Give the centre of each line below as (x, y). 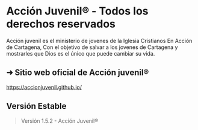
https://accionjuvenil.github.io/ (44, 87)
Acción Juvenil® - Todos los (77, 11)
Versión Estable (36, 106)
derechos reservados (61, 24)
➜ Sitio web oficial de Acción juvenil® (78, 73)
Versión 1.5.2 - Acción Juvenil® (59, 121)
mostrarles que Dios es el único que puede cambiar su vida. (81, 53)
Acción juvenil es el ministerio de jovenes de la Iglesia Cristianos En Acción (99, 41)
